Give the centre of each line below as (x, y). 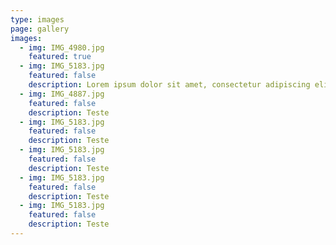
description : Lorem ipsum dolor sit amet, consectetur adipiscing (169, 85)
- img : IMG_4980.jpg (62, 47)
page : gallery (40, 29)
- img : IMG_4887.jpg (62, 94)
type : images (37, 19)
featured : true (60, 57)
